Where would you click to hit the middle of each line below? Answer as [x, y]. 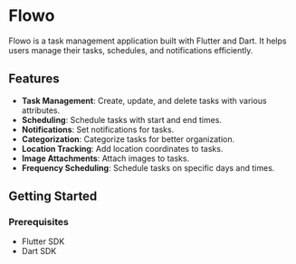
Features [34, 79]
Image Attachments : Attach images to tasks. [105, 158]
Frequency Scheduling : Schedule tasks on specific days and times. [148, 167]
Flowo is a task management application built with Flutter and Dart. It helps [148, 41]
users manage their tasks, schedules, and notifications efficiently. [131, 50]
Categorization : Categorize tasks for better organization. [128, 139]
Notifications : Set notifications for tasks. [98, 129]
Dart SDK [39, 251]
